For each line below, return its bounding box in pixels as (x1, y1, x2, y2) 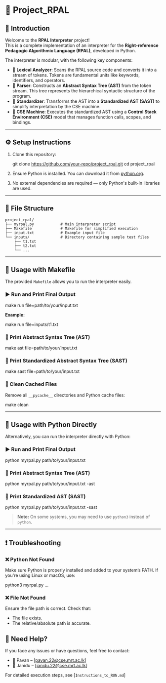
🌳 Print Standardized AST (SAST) (5, 493, 86, 500)
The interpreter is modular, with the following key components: (5, 57, 133, 63)
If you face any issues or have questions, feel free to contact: (5, 648, 130, 654)
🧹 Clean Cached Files (5, 381, 57, 388)
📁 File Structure (5, 204, 54, 213)
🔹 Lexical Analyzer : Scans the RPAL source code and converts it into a (12, 67, 157, 73)
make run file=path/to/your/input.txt (5, 302, 78, 308)
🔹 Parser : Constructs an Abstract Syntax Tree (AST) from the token (12, 82, 152, 88)
